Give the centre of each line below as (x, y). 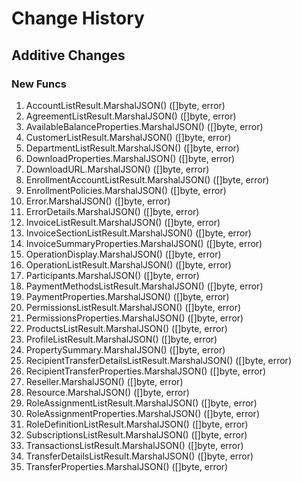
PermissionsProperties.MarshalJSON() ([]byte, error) (134, 318)
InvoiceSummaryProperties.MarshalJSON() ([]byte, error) (144, 243)
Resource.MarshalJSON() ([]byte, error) (107, 392)
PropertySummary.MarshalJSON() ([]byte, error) (125, 349)
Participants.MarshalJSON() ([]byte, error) (112, 275)
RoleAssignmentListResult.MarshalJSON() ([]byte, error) (141, 403)
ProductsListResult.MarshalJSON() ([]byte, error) (126, 328)
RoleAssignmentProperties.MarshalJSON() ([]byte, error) (142, 413)
